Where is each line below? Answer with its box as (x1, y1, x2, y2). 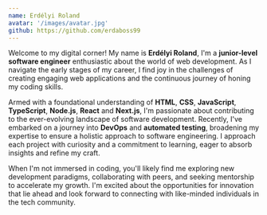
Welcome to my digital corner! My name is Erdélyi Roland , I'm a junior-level (8, 49, 258, 58)
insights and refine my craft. (8, 148, 101, 158)
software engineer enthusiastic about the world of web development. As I (8, 57, 252, 66)
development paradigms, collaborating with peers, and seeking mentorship (8, 172, 255, 182)
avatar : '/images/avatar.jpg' (8, 19, 109, 27)
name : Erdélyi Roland (8, 11, 80, 20)
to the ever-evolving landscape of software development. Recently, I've (8, 115, 243, 124)
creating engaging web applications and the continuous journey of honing (8, 73, 251, 84)
